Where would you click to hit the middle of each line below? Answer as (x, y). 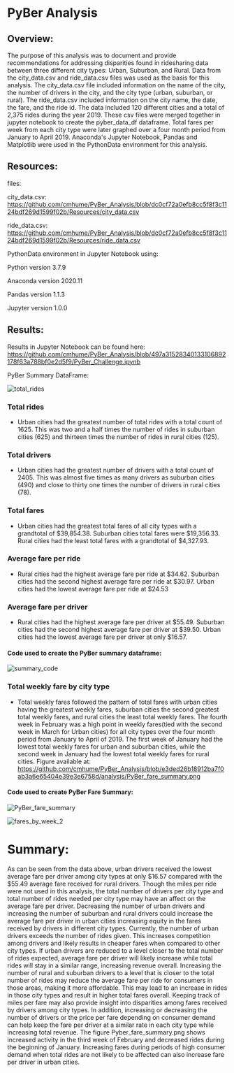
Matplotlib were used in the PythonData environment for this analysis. (107, 144)
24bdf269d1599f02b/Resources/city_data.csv (73, 212)
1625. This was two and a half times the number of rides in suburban (116, 429)
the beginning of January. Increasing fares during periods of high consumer (116, 1047)
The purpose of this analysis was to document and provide (92, 55)
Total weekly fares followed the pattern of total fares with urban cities (117, 702)
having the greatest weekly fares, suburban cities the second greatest (118, 709)
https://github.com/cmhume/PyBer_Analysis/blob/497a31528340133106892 (117, 354)
